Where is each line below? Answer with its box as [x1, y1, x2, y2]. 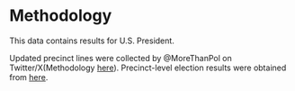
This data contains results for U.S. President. [9, 35, 175, 46]
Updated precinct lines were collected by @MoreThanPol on [9, 52, 232, 63]
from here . [9, 71, 49, 82]
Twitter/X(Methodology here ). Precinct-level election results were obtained [9, 62, 287, 73]
